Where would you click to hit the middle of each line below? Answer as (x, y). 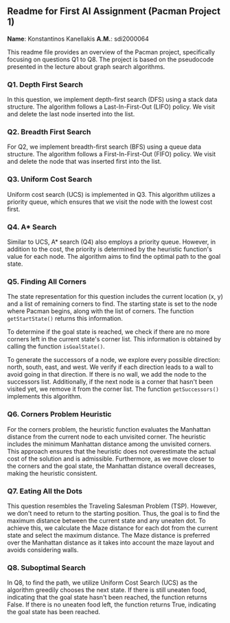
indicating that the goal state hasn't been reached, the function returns (107, 598)
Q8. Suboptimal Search (46, 567)
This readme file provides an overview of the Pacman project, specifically (111, 52)
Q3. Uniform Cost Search (50, 180)
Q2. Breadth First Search (49, 132)
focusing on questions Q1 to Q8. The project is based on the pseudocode (111, 59)
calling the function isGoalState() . (56, 346)
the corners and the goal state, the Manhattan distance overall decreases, (112, 466)
